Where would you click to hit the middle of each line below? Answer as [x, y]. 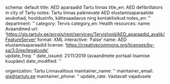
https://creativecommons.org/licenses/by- [110, 45]
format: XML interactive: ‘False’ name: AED [82, 39]
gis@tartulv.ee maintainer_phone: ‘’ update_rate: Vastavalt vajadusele [78, 76]
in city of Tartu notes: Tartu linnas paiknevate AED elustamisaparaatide [79, 13]
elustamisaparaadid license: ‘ [36, 45]
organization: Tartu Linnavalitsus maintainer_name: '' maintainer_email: [79, 71]
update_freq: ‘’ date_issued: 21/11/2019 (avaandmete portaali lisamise [78, 56]
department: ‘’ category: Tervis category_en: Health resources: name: [78, 23]
